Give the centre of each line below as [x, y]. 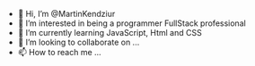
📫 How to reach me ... [59, 52]
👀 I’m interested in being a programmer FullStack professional [132, 23]
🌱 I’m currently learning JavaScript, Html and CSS [110, 33]
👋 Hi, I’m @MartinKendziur [66, 14]
